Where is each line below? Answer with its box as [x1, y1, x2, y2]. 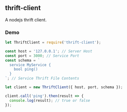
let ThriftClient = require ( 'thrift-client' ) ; [5, 40, 101, 45]
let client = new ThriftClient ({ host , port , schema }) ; [5, 85, 123, 90]
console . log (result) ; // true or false [9, 98, 91, 103]
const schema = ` [5, 58, 40, 63]
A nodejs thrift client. [5, 17, 47, 22]
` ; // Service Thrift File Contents [5, 76, 79, 81]
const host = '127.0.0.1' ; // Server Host [5, 49, 92, 54]
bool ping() [14, 67, 38, 72]
